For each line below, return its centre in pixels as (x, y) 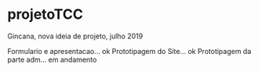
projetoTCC (45, 14)
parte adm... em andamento (52, 59)
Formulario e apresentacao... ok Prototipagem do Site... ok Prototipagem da (129, 51)
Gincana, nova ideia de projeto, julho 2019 (75, 36)
